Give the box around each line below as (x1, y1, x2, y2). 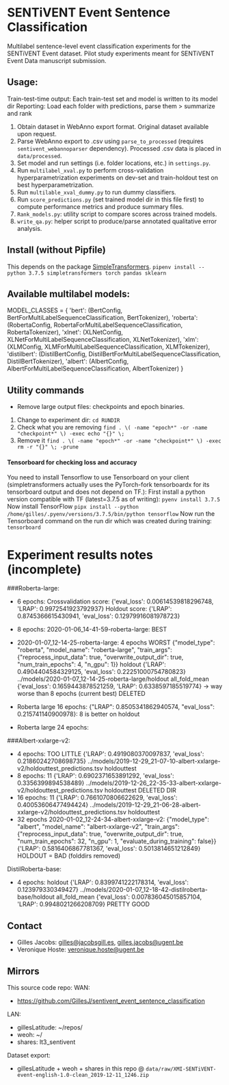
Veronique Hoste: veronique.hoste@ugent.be (16, 945, 145, 953)
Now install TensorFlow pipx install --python (7, 502, 139, 511)
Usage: (7, 77, 39, 88)
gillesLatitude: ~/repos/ (16, 1023, 83, 1032)
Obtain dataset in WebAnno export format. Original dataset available (16, 122, 209, 131)
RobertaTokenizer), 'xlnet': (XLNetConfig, (7, 328, 123, 336)
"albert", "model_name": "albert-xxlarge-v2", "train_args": (16, 823, 180, 831)
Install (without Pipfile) (7, 245, 106, 256)
